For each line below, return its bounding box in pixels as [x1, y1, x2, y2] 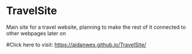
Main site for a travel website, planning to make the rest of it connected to [6, 23, 186, 31]
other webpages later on [6, 29, 66, 36]
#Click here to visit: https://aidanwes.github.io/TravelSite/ [6, 41, 146, 48]
